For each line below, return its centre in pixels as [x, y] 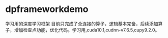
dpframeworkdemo [47, 9]
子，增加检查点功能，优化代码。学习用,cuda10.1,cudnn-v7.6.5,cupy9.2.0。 [82, 30]
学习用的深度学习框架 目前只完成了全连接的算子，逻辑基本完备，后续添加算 [84, 23]
